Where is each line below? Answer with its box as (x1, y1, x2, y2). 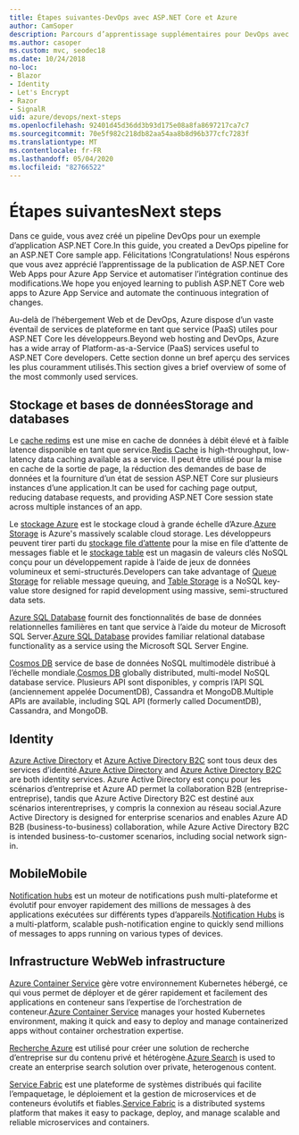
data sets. (9, 595, 46, 606)
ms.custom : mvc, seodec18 (9, 46, 105, 55)
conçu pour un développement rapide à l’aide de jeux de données (9, 557, 252, 567)
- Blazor (9, 71, 42, 80)
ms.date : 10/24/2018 (9, 55, 87, 63)
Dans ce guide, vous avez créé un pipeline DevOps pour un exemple (9, 231, 261, 241)
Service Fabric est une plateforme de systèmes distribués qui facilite (9, 1079, 262, 1089)
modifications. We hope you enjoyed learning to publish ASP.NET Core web (9, 278, 286, 289)
